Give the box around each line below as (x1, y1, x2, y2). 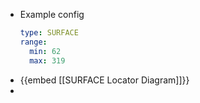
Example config (19, 9, 85, 20)
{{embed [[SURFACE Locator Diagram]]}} (19, 74, 190, 86)
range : (19, 37, 48, 47)
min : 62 (29, 46, 62, 56)
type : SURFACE (19, 28, 79, 38)
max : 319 (29, 55, 66, 66)
